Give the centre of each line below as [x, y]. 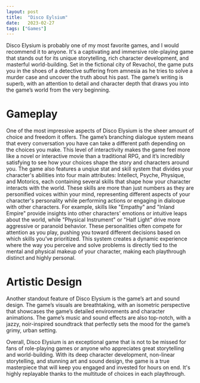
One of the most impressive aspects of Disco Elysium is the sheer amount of [100, 131]
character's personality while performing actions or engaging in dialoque [96, 200]
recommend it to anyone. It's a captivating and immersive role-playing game [100, 52]
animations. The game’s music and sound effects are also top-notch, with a [99, 318]
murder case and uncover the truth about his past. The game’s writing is [95, 77]
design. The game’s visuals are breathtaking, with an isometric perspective [98, 305]
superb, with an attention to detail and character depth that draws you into [98, 84]
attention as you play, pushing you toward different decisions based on [93, 232]
